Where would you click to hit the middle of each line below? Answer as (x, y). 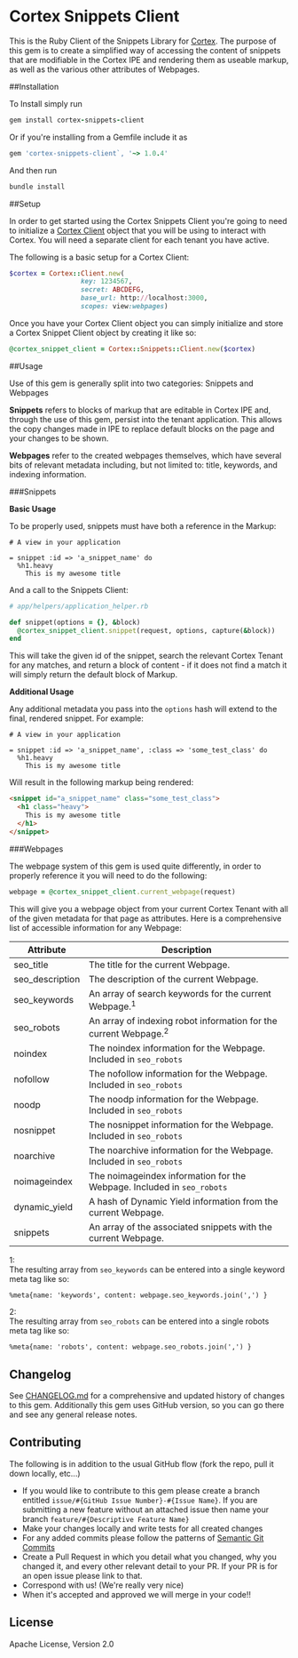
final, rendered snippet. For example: (76, 718)
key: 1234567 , (106, 282)
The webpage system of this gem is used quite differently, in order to (135, 866)
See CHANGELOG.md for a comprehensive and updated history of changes (147, 1396)
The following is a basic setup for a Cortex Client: (99, 257)
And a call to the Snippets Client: (69, 589)
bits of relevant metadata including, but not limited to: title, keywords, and (143, 465)
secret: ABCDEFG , (112, 290)
